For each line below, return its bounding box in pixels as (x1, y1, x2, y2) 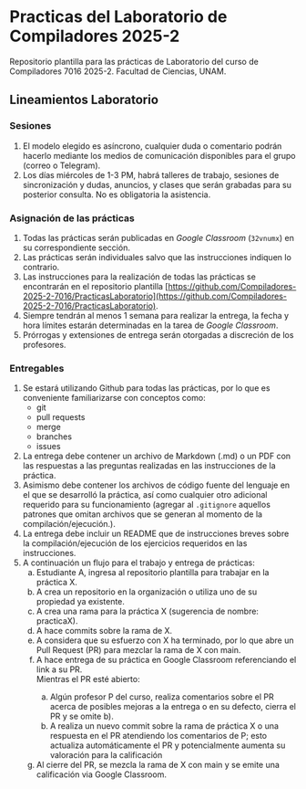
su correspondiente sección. (22, 242, 130, 253)
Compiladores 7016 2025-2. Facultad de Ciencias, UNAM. (9, 66, 227, 77)
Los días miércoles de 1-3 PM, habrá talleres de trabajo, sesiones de (22, 169, 280, 180)
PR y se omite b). (49, 710, 114, 722)
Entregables (9, 362, 65, 374)
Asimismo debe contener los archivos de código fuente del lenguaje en (22, 479, 291, 490)
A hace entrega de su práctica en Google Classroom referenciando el (36, 655, 297, 666)
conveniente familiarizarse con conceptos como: (22, 393, 207, 404)
